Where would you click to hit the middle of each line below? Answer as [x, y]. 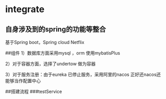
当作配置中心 [27, 81]
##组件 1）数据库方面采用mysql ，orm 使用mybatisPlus [63, 53]
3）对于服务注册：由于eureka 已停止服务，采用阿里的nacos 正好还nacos [81, 75]
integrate [25, 9]
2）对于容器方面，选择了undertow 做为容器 [51, 64]
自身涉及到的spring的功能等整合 [56, 29]
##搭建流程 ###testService [34, 91]
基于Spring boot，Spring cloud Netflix [45, 42]
